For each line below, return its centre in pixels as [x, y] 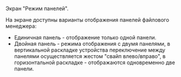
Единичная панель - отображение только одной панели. [85, 37]
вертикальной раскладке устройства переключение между [90, 50]
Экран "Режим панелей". [37, 9]
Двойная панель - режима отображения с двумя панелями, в [92, 44]
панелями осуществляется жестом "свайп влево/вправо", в [90, 56]
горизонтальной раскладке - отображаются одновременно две [94, 62]
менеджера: [21, 26]
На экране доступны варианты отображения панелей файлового [87, 20]
